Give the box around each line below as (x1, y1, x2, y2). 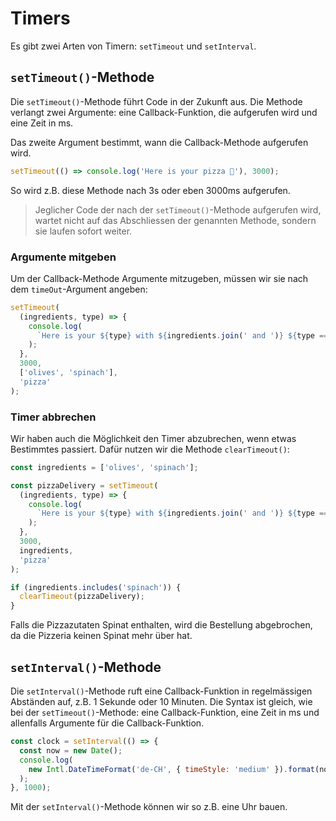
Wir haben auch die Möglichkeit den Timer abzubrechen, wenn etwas (10, 432, 297, 444)
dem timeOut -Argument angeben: (10, 283, 148, 295)
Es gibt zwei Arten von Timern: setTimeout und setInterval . (10, 40, 257, 52)
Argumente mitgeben (10, 250, 117, 264)
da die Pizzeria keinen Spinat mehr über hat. (10, 630, 193, 642)
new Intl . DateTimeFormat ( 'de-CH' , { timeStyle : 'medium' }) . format (28, 764, 315, 774)
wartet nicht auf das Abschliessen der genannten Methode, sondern (34, 214, 317, 226)
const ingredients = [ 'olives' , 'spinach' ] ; (10, 462, 199, 472)
